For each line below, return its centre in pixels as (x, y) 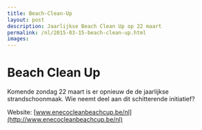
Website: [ (22, 112)
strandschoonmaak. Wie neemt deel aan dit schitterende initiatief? (101, 99)
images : (18, 39)
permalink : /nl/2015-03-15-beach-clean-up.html (77, 32)
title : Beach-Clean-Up (40, 13)
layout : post (26, 20)
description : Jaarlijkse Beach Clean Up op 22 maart (84, 26)
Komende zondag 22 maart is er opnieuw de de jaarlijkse (88, 92)
